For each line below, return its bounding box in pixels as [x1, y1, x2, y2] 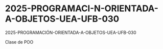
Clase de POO [5, 39, 33, 45]
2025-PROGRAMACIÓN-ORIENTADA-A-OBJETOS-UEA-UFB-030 [5, 29, 137, 35]
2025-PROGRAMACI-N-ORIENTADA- [5, 3, 159, 14]
